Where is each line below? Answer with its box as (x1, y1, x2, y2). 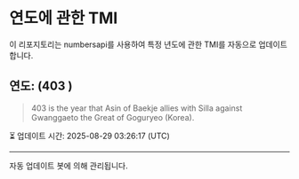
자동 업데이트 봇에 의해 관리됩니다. (9, 160, 128, 171)
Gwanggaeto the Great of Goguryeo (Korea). (30, 112, 195, 122)
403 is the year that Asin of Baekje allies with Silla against (30, 103, 243, 113)
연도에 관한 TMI (9, 8, 118, 28)
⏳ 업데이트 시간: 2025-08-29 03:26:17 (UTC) (9, 130, 171, 141)
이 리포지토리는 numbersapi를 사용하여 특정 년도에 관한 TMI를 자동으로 (9, 39, 257, 50)
